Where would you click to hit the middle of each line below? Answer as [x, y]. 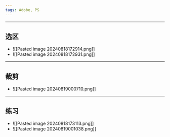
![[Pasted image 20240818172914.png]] [54, 49]
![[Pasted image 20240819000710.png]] [54, 89]
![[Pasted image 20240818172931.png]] [54, 54]
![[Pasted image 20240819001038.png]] [54, 129]
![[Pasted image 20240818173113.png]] [53, 124]
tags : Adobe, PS [22, 10]
